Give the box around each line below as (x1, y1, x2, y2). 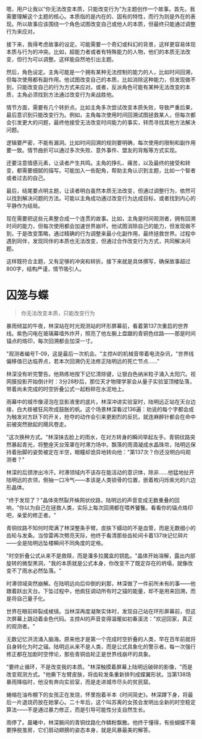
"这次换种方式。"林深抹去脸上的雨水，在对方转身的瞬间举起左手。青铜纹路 (6, 433, 191, 440)
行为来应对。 (6, 28, 38, 35)
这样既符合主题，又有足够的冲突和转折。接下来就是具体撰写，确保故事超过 (6, 258, 191, 265)
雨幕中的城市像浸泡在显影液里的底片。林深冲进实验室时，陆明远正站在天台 (6, 398, 191, 405)
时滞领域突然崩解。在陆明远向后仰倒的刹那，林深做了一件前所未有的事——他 (6, 580, 196, 587)
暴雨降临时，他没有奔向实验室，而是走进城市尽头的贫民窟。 (6, 678, 154, 686)
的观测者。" (6, 622, 35, 630)
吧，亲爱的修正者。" (6, 511, 57, 519)
